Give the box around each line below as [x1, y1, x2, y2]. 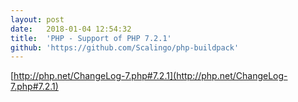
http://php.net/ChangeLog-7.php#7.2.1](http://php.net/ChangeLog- [13, 70, 288, 82]
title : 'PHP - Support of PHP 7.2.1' [10, 33, 172, 43]
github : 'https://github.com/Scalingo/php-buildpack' [10, 42, 240, 53]
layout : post [10, 14, 65, 25]
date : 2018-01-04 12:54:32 [10, 24, 132, 34]
